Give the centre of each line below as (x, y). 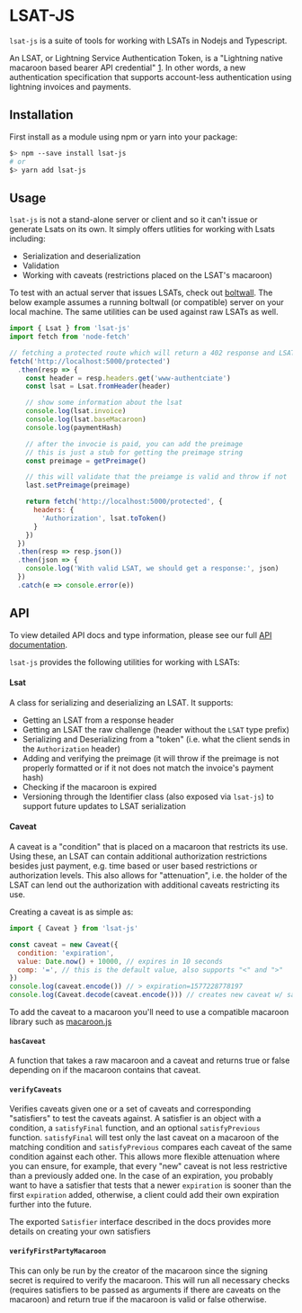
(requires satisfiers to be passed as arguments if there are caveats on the (145, 1290)
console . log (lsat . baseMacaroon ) (86, 419)
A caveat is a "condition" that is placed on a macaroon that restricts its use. (149, 847)
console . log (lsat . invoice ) (76, 411)
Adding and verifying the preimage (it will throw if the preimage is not (151, 758)
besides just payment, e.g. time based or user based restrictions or (133, 866)
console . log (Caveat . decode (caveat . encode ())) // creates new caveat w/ (146, 995)
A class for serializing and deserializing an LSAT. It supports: (121, 702)
